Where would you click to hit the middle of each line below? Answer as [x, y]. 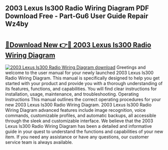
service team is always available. [39, 142]
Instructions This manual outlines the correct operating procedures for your [83, 99]
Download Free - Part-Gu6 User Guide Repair [77, 16]
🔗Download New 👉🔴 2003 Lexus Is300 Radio [78, 45]
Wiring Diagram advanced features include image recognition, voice [75, 110]
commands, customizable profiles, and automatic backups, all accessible [81, 116]
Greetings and [131, 67]
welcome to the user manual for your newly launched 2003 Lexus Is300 [79, 73]
